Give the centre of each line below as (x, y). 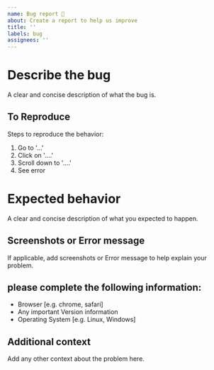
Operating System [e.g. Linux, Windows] (77, 320)
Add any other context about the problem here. (76, 359)
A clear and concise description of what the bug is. (82, 95)
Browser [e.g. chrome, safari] (61, 304)
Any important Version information (68, 312)
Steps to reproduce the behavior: (56, 134)
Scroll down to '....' (45, 163)
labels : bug (25, 34)
